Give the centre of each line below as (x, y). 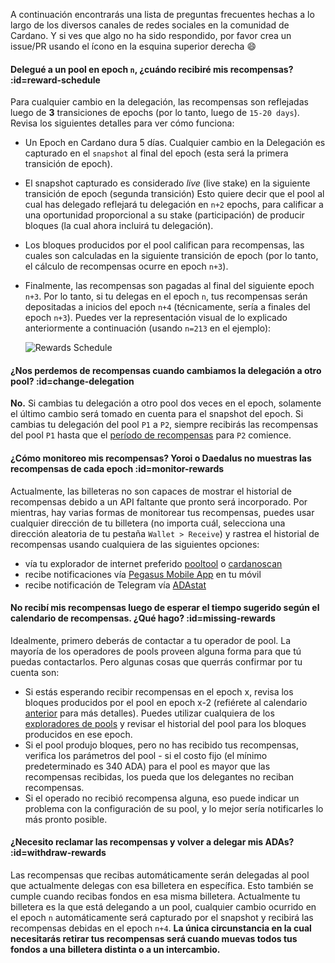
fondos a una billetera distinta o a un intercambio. (115, 950)
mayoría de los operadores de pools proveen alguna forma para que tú (156, 651)
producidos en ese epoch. (78, 734)
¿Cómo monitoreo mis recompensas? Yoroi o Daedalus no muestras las (161, 458)
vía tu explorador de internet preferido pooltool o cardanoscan (153, 563)
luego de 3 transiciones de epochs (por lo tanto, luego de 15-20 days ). (155, 113)
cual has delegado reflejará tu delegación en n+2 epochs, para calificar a (174, 205)
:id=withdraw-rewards (58, 853)
